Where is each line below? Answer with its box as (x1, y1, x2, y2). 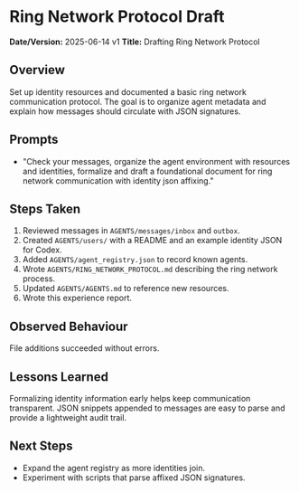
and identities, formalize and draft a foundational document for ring (22, 166, 273, 176)
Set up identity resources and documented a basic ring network (9, 86, 247, 97)
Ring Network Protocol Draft (9, 6, 225, 27)
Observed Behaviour (9, 318, 128, 334)
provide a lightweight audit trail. (9, 412, 127, 422)
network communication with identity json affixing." (22, 175, 214, 186)
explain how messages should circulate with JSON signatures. (9, 106, 241, 117)
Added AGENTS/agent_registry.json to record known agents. (22, 254, 248, 265)
